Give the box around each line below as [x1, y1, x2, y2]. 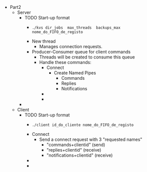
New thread [32, 38, 56, 44]
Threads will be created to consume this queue [39, 54, 135, 60]
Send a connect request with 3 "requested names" [39, 136, 143, 142]
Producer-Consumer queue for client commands [32, 49, 131, 55]
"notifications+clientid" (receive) [46, 152, 113, 158]
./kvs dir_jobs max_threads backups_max [32, 25, 121, 30]
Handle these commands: [39, 59, 92, 65]
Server [17, 9, 31, 15]
